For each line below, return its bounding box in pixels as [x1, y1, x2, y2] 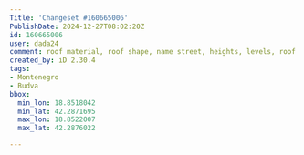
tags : [9, 65, 30, 74]
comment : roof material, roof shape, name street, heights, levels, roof [9, 47, 297, 57]
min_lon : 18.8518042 [17, 98, 96, 108]
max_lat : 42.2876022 [17, 124, 96, 133]
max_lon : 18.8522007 [17, 115, 96, 124]
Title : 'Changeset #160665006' [9, 13, 129, 23]
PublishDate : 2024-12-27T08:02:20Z [9, 22, 145, 31]
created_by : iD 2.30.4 [9, 56, 96, 65]
